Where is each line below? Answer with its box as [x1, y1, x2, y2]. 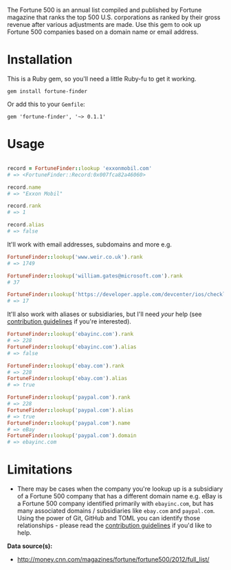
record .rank [7, 202, 41, 209]
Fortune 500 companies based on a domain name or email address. [7, 28, 199, 36]
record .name [7, 184, 41, 191]
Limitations [7, 462, 73, 478]
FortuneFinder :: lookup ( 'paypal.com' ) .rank [7, 394, 131, 401]
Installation [7, 52, 73, 67]
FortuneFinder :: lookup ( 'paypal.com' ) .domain [7, 432, 137, 439]
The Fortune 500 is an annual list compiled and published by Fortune [7, 6, 202, 14]
